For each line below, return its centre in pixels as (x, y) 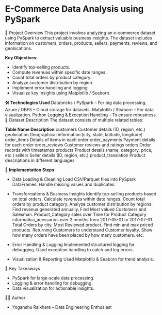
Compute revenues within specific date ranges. (59, 72)
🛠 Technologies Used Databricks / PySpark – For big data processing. (76, 103)
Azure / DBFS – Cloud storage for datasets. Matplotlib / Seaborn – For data (79, 109)
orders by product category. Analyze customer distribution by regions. (82, 204)
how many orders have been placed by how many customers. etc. (78, 235)
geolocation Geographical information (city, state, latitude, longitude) (74, 134)
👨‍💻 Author (15, 297)
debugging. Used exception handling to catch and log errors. (73, 249)
